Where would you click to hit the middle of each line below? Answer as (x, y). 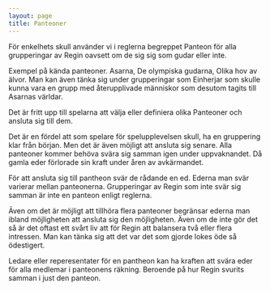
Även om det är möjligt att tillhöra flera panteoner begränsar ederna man (129, 210)
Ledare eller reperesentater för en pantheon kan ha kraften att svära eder (131, 260)
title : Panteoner (38, 23)
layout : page (30, 16)
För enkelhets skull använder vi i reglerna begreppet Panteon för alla (122, 46)
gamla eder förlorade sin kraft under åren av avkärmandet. (106, 162)
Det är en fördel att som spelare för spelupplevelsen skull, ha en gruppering (135, 136)
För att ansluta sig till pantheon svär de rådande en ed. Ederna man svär (129, 178)
